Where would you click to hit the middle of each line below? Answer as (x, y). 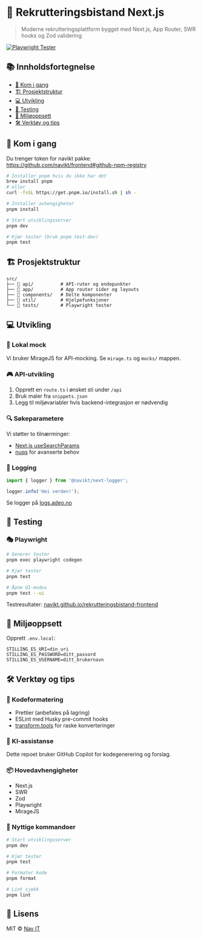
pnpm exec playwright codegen (44, 560)
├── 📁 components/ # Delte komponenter (59, 295)
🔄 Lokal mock (26, 345)
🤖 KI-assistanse (30, 741)
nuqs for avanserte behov (47, 452)
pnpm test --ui (25, 593)
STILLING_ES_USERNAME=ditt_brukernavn (55, 660)
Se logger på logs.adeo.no (39, 503)
